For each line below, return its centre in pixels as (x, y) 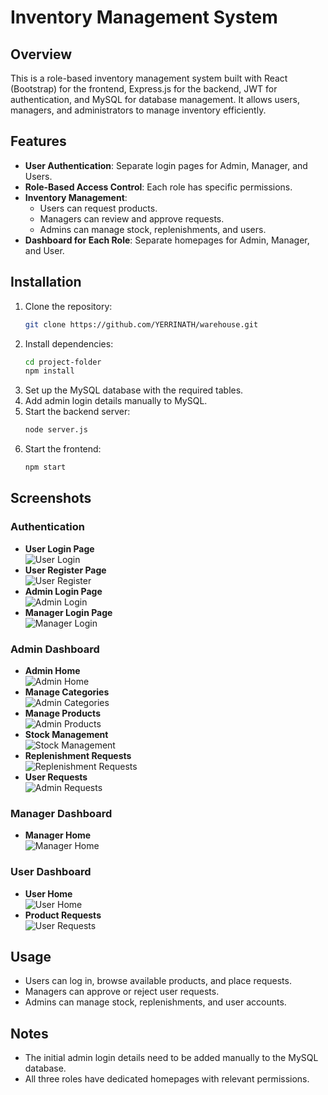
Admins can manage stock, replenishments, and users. (153, 229)
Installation (46, 282)
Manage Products (62, 713)
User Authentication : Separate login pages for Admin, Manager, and (166, 165)
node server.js (56, 430)
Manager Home (58, 835)
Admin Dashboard (55, 649)
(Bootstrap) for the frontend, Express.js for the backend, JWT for (144, 89)
